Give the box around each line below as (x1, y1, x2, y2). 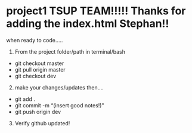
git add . (14, 95, 36, 103)
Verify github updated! (14, 119, 70, 126)
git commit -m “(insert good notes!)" (14, 101, 104, 109)
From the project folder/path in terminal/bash (14, 48, 125, 55)
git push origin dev (14, 108, 61, 115)
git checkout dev (14, 72, 57, 79)
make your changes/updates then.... (14, 83, 104, 91)
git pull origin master (14, 66, 66, 73)
